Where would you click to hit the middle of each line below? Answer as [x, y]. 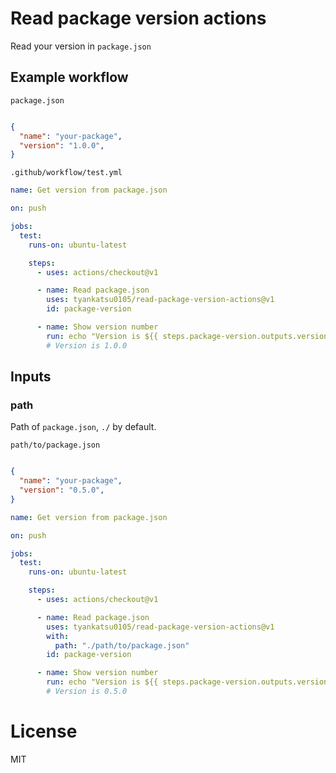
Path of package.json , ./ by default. [83, 427]
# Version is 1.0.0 [87, 345]
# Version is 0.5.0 [87, 692]
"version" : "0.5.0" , [62, 490]
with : [58, 636]
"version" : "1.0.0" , [62, 145]
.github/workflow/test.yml [66, 173]
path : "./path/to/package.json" [122, 645]
